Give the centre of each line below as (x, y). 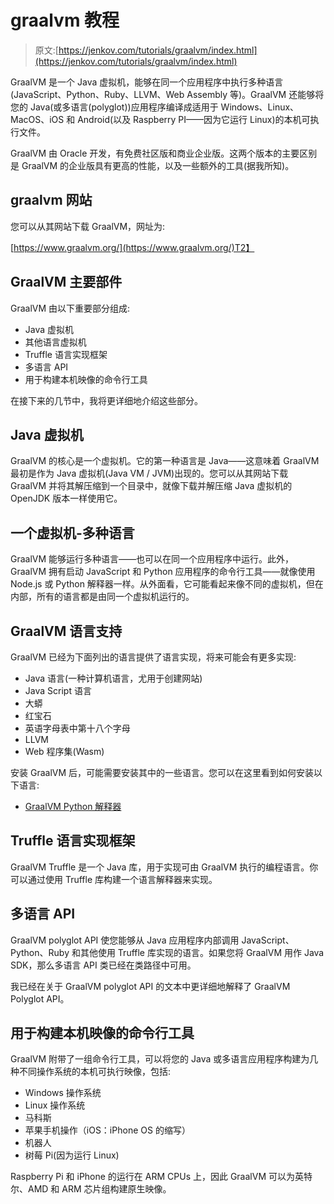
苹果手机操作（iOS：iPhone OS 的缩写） (107, 1130)
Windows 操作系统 (63, 1093)
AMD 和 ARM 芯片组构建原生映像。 (99, 1189)
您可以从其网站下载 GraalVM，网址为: (88, 226)
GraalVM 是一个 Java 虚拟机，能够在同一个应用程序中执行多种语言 (147, 82)
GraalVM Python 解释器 (73, 806)
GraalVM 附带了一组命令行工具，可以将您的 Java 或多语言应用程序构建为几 (164, 1059)
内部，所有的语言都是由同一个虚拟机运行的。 (102, 597)
